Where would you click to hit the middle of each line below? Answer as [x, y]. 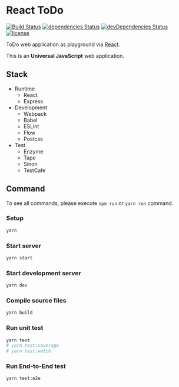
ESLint [31, 126]
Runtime [25, 89]
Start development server [44, 273]
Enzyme [33, 151]
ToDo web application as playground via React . [63, 44]
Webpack [35, 113]
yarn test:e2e [24, 379]
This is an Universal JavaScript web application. [65, 56]
